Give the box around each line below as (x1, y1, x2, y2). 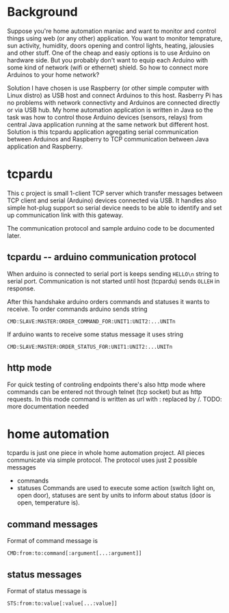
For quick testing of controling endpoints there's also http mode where (7, 380, 206, 389)
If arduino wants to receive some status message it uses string (7, 330, 183, 338)
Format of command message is (7, 537, 98, 545)
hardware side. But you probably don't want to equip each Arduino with (7, 56, 208, 64)
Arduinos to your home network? (7, 70, 100, 79)
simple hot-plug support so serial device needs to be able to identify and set (7, 203, 222, 211)
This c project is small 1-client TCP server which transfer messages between (7, 189, 223, 197)
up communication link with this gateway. (7, 211, 124, 219)
